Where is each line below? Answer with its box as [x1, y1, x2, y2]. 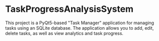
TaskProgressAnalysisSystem [5, 3, 134, 15]
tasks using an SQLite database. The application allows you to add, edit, [5, 25, 154, 31]
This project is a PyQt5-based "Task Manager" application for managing [5, 20, 154, 26]
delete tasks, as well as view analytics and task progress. [5, 30, 124, 36]
